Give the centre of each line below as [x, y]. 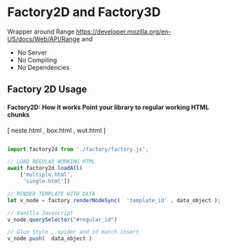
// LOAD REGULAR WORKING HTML [51, 162]
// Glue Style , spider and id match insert [73, 232]
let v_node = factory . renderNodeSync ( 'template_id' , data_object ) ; [114, 200]
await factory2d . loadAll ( [45, 169]
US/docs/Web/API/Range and [50, 38]
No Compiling [37, 59]
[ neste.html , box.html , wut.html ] [57, 130]
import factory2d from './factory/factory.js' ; [78, 149]
